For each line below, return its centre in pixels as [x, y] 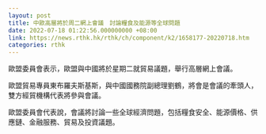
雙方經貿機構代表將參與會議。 [57, 95]
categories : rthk [37, 45]
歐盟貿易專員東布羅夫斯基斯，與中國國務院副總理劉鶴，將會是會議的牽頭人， [133, 86]
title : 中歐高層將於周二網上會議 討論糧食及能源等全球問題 [94, 23]
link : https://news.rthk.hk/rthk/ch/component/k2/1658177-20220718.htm [129, 38]
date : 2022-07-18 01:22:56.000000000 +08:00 [83, 30]
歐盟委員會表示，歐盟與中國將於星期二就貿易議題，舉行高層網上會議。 [123, 69]
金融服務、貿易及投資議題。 [74, 122]
